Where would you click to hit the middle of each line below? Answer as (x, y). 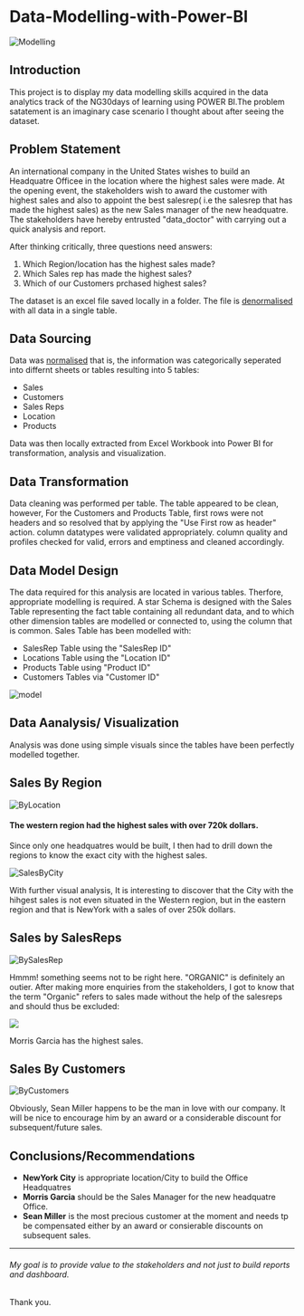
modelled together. (44, 754)
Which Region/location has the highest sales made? (119, 263)
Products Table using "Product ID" (86, 668)
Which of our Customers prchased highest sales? (114, 283)
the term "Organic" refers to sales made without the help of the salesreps (146, 997)
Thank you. (30, 1302)
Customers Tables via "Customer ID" (91, 677)
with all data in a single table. (63, 310)
